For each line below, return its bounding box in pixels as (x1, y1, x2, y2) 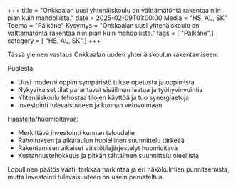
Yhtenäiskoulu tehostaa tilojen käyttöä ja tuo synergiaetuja (17, 93, 190, 102)
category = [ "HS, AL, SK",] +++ (7, 36, 101, 45)
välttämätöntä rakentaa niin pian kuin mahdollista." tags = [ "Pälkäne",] (7, 29, 214, 37)
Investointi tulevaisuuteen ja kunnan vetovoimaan (17, 101, 163, 109)
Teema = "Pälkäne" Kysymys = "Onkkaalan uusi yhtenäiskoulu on (7, 21, 200, 29)
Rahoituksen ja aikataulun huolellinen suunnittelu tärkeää (17, 136, 185, 144)
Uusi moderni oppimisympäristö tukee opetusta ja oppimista (17, 78, 195, 86)
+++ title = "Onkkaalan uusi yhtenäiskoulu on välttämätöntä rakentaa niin (7, 6, 221, 14)
